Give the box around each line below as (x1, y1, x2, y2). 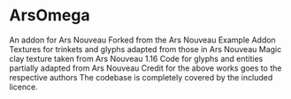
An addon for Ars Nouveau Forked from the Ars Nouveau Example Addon (9, 34, 276, 45)
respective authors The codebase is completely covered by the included (9, 72, 273, 82)
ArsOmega (9, 5, 90, 26)
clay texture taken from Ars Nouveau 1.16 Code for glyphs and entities (9, 53, 264, 64)
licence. (9, 81, 38, 92)
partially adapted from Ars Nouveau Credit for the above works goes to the (9, 63, 282, 73)
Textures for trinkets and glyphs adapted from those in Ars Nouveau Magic (9, 43, 282, 54)
